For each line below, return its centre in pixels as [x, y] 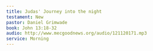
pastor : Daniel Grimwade [37, 22]
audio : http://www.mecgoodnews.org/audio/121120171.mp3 [76, 33]
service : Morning [28, 39]
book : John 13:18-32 [32, 28]
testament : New [25, 17]
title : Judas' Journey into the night [54, 11]
